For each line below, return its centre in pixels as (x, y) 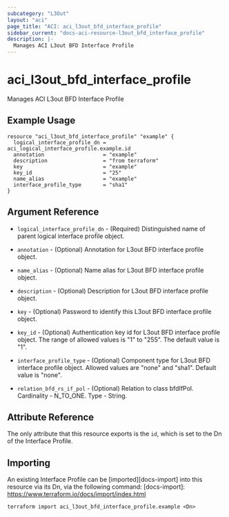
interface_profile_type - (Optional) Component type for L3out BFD (114, 360)
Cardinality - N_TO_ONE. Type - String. (72, 396)
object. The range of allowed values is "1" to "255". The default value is (118, 340)
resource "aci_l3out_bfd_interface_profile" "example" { (91, 136)
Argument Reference (53, 212)
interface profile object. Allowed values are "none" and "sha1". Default (117, 367)
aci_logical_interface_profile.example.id (69, 148)
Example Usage (41, 120)
